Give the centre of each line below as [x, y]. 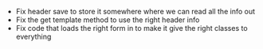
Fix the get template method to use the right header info [108, 20]
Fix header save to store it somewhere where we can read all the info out [135, 11]
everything [33, 36]
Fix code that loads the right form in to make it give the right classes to [132, 28]
